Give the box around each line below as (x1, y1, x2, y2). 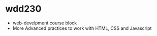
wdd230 (5, 3, 42, 15)
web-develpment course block (12, 20, 77, 26)
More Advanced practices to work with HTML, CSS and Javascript (12, 25, 152, 31)
